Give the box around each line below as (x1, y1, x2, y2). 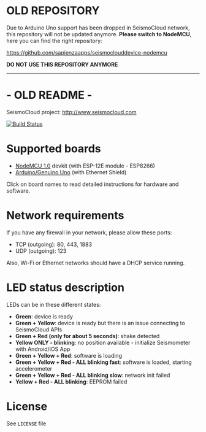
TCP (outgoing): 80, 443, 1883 (15, 241, 93, 248)
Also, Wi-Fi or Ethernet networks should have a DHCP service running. (6, 259, 185, 266)
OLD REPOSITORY (6, 4, 100, 18)
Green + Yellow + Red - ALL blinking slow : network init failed (15, 371, 170, 379)
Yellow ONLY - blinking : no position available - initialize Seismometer (15, 339, 191, 346)
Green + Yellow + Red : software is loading (15, 352, 123, 359)
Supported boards (6, 142, 101, 156)
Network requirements (6, 209, 124, 222)
